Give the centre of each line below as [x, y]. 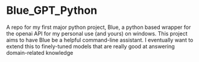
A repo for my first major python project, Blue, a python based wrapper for [99, 27]
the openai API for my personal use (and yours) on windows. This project [97, 33]
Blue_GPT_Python [52, 11]
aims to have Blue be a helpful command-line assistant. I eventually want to [100, 40]
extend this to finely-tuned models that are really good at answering [90, 46]
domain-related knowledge [40, 52]
